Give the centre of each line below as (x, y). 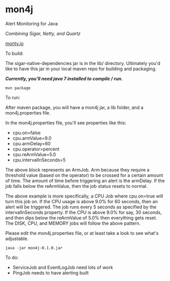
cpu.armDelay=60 (32, 143)
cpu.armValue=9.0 (32, 138)
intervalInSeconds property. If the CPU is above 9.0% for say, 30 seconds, (83, 212)
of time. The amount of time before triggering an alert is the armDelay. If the (85, 181)
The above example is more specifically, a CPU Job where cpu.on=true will (84, 196)
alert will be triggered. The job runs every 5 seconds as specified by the (81, 207)
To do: (12, 257)
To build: (15, 53)
